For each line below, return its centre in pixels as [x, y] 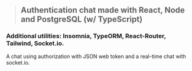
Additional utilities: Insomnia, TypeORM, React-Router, [86, 36]
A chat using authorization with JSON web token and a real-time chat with [96, 56]
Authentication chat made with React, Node [102, 10]
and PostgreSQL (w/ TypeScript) [82, 20]
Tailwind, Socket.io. [35, 43]
